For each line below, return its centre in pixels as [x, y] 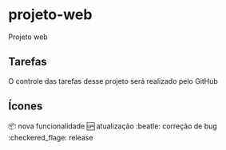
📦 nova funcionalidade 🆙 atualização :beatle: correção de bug [113, 126]
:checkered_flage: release [51, 137]
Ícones [26, 107]
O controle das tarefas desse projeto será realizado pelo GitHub [113, 81]
